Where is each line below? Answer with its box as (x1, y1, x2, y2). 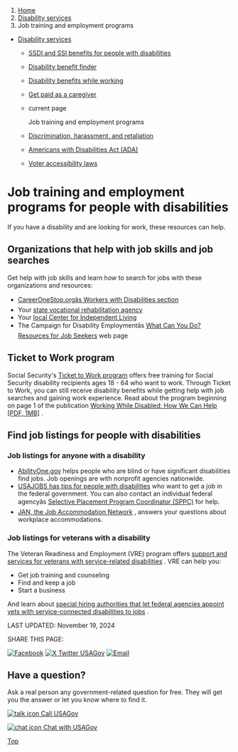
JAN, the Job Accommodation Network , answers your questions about (17, 508, 227, 516)
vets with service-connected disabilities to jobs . (7, 607, 149, 615)
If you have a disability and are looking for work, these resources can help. (7, 222, 226, 231)
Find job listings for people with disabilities (7, 429, 201, 441)
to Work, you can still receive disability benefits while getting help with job (7, 386, 225, 395)
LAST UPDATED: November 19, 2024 (7, 621, 115, 630)
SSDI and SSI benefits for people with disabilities (28, 49, 171, 57)
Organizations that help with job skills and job (7, 244, 214, 256)
